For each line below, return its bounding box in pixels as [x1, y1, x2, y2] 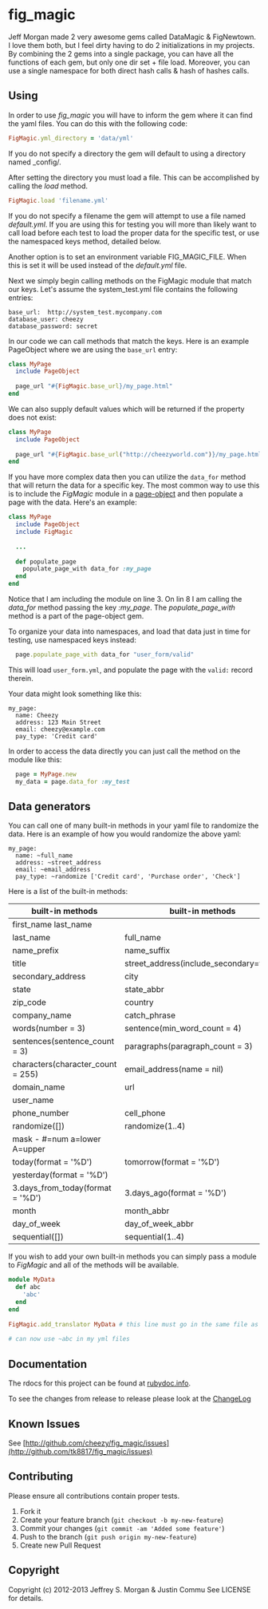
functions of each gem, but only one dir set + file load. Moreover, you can [8, 57, 250, 67]
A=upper [12, 1144, 45, 1155]
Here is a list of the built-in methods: [8, 887, 128, 896]
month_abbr [124, 1205, 170, 1216]
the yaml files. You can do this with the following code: [8, 118, 187, 128]
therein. [8, 673, 33, 683]
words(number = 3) [12, 1023, 86, 1034]
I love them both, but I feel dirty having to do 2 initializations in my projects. [8, 40, 255, 49]
